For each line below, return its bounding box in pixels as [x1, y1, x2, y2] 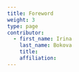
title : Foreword [7, 10, 54, 17]
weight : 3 [7, 16, 36, 23]
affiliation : [19, 55, 57, 62]
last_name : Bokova [19, 42, 72, 49]
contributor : [7, 29, 45, 36]
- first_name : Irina [13, 36, 72, 43]
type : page [7, 23, 38, 29]
